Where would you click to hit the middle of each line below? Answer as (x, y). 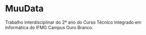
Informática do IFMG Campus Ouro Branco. (49, 27)
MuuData (24, 9)
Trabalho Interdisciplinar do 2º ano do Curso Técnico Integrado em (73, 22)
